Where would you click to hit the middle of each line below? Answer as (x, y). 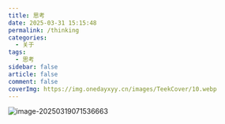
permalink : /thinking (44, 30)
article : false (33, 74)
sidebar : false (33, 67)
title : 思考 (26, 15)
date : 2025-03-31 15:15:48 (52, 23)
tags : (17, 52)
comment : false (33, 81)
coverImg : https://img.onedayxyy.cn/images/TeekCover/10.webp (112, 89)
